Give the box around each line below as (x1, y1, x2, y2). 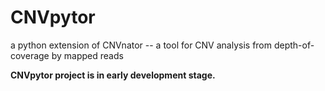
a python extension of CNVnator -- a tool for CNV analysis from (10, 39, 273, 51)
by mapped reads (51, 49, 124, 61)
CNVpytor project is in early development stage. (10, 69, 216, 81)
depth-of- (273, 39, 315, 51)
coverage (10, 49, 50, 61)
